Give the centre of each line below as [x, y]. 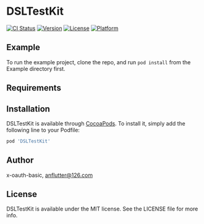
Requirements [34, 88]
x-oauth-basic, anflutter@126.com [50, 175]
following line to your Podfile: [43, 130]
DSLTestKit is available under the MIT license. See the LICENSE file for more [102, 209]
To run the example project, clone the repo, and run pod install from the [99, 62]
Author [20, 160]
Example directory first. [36, 69]
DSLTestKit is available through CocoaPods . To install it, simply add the [96, 123]
